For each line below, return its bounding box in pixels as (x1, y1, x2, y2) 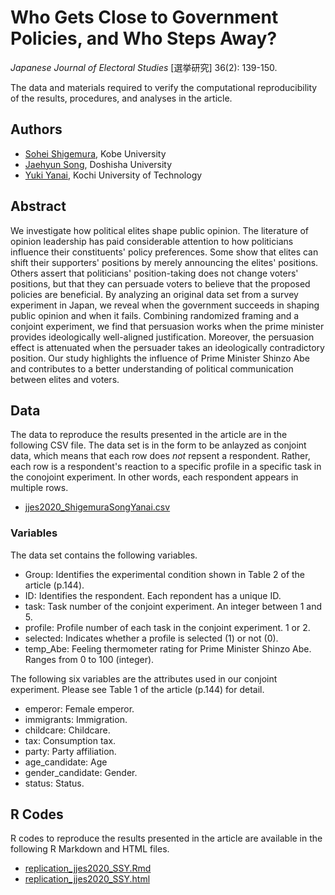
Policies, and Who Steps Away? (10, 27, 278, 50)
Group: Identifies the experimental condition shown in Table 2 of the (24, 568, 306, 580)
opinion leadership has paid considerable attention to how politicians (10, 235, 294, 247)
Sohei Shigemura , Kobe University (24, 147, 167, 160)
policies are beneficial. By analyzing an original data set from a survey (10, 288, 299, 300)
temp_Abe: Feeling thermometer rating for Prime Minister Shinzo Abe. (24, 642, 312, 655)
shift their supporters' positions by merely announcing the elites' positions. (10, 256, 319, 268)
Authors (10, 121, 63, 138)
